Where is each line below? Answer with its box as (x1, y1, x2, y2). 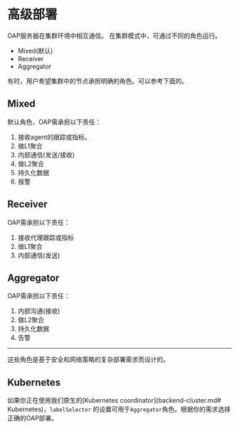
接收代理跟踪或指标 (17, 233, 75, 242)
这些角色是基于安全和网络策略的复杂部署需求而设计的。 (7, 355, 169, 364)
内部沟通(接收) (17, 307, 60, 315)
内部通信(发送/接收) (17, 150, 75, 159)
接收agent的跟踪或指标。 (17, 132, 91, 141)
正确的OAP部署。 (7, 414, 58, 423)
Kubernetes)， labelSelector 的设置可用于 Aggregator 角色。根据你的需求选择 (7, 405, 231, 413)
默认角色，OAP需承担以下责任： (7, 117, 102, 126)
